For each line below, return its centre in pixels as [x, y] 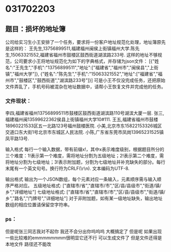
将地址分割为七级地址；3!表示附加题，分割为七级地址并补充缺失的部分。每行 [85, 162]
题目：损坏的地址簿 [35, 29]
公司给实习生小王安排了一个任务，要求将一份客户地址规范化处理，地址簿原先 [85, 42]
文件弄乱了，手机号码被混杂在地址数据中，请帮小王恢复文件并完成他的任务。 [85, 87]
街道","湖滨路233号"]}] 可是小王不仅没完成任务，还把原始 [105, 80]
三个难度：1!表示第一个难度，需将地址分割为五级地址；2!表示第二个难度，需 [85, 156]
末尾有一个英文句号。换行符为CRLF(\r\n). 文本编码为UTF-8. [67, 169]
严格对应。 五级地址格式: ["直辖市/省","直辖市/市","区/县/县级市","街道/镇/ [85, 186]
